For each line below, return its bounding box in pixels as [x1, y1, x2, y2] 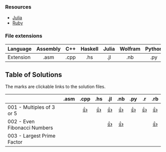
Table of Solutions [5, 71, 62, 79]
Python [145, 45, 163, 52]
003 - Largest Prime [7, 133, 56, 140]
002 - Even [7, 118, 35, 125]
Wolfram [119, 45, 141, 52]
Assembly [36, 45, 61, 52]
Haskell [81, 45, 99, 52]
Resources [5, 3, 32, 10]
